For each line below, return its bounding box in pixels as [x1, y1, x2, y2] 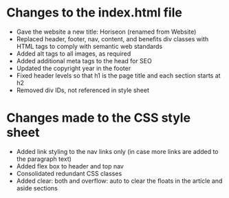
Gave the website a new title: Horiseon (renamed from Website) [16, 27, 197, 36]
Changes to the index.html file [6, 5, 183, 21]
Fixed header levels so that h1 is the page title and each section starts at [16, 71, 221, 80]
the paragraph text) [16, 155, 72, 163]
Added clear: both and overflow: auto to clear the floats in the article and [16, 177, 223, 185]
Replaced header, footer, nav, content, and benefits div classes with [16, 34, 209, 43]
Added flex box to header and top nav [16, 162, 124, 170]
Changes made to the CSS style [6, 110, 190, 126]
